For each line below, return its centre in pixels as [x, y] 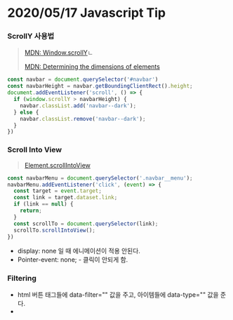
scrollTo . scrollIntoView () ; [55, 230]
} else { [26, 112]
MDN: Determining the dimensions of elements [92, 67]
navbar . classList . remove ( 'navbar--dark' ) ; [83, 119]
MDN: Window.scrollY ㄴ [59, 53]
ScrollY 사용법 [31, 36]
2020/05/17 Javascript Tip [87, 13]
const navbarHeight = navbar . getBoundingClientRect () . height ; [100, 86]
